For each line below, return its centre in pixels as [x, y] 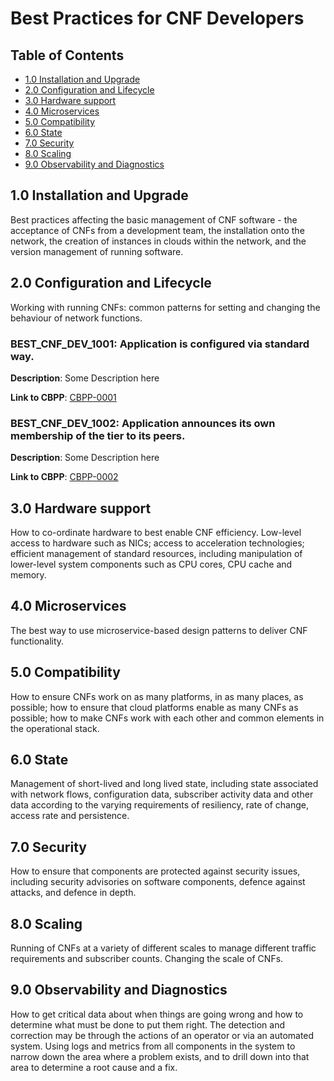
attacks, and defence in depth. [73, 893]
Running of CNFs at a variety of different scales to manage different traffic [163, 948]
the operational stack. [55, 728]
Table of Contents [67, 55]
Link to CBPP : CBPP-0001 [63, 397]
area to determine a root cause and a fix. [94, 1067]
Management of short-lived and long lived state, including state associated [164, 784]
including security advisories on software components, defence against [158, 882]
